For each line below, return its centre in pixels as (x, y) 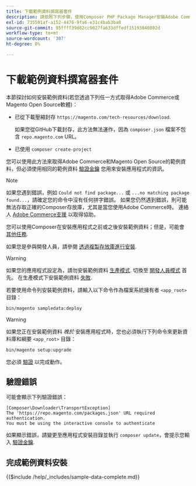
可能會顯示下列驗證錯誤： (37, 397)
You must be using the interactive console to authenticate (81, 423)
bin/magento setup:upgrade (39, 350)
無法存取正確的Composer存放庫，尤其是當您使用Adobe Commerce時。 (92, 207)
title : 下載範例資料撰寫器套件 (39, 11)
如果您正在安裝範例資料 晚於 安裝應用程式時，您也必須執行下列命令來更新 (94, 331)
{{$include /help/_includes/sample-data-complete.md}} (73, 477)
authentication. (26, 418)
